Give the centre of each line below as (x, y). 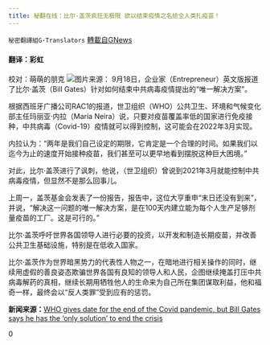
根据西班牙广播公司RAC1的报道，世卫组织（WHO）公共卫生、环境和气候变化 (135, 106)
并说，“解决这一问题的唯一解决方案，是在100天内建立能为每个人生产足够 (129, 207)
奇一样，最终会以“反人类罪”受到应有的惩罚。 (82, 292)
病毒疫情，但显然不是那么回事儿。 (65, 180)
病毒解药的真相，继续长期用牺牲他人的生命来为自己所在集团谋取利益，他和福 (135, 281)
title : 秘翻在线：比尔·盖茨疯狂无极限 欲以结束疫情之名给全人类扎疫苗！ (115, 16)
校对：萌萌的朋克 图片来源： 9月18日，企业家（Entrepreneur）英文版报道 (133, 79)
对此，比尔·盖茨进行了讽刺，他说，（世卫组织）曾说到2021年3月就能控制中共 (134, 170)
